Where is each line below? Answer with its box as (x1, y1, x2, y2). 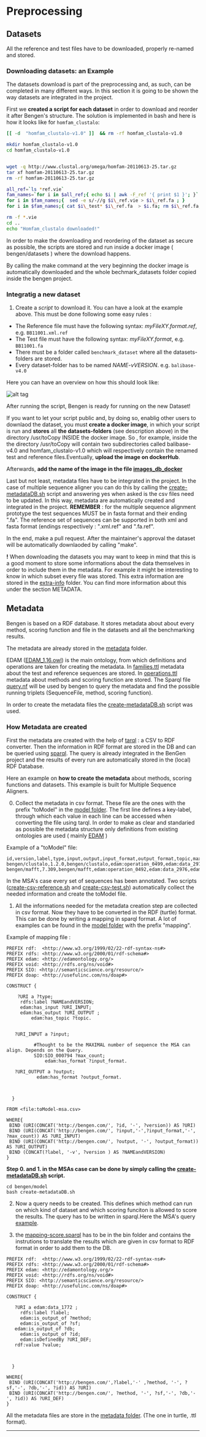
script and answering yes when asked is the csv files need (46, 490, 194, 497)
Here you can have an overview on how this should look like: (6, 378, 159, 386)
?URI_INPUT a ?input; (14, 1031, 70, 1037)
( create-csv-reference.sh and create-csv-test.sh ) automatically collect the (6, 884, 194, 891)
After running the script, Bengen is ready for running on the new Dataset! (6, 402, 191, 410)
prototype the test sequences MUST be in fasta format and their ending (6, 509, 187, 517)
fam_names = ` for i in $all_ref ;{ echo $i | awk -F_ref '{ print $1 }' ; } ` (6, 192, 199, 198)
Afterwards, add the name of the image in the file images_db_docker (6, 465, 183, 473)
